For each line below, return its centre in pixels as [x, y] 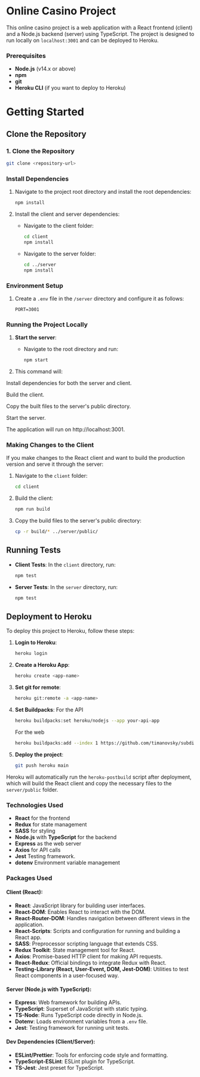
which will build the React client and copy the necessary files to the [89, 783]
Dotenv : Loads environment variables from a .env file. [81, 1021]
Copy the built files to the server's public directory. [69, 406]
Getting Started [45, 112]
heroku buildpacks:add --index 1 [56, 743]
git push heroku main [41, 765]
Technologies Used [35, 805]
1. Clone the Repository [40, 151]
